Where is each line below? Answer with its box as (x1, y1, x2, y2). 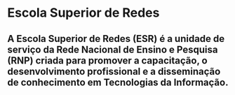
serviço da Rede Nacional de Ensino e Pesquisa (7, 43, 218, 55)
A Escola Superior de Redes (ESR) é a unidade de (7, 33, 225, 45)
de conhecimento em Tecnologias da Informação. (7, 76, 229, 88)
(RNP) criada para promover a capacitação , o (7, 54, 208, 66)
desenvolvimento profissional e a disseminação (7, 65, 221, 78)
